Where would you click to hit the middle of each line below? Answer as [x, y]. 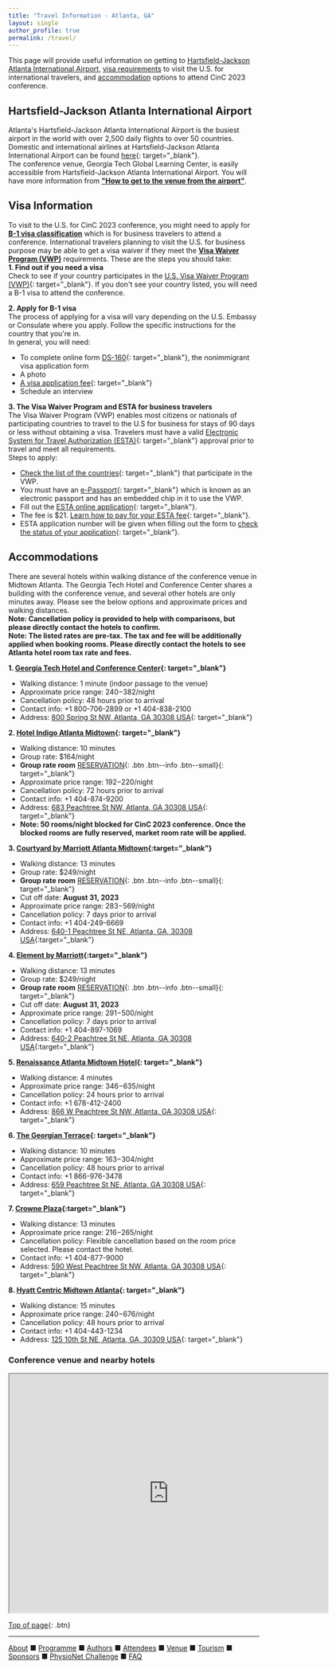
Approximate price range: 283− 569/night [87, 905]
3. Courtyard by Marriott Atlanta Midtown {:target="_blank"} [110, 848]
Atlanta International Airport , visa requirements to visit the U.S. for [116, 69]
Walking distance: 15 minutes [67, 1305]
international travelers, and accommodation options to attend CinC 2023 [127, 77]
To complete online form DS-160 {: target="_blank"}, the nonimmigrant [135, 357]
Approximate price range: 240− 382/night [87, 692]
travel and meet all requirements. [63, 449]
